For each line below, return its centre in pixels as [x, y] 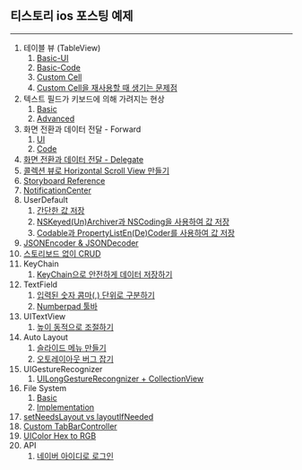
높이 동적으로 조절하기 [75, 326]
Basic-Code [59, 67]
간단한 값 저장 [60, 210]
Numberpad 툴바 [67, 306]
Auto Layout [45, 337]
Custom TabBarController [70, 426]
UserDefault [45, 199]
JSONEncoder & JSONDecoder [81, 243]
